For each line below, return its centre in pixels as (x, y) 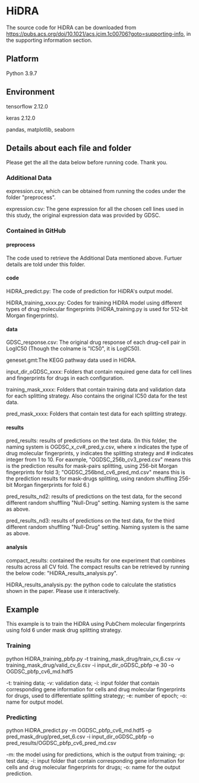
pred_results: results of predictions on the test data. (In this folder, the (91, 441)
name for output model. (35, 702)
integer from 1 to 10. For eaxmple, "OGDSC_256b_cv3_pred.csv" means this (99, 459)
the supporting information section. (49, 40)
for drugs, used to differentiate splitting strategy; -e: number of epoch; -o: (97, 695)
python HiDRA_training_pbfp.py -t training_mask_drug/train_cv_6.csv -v (93, 658)
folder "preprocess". (31, 197)
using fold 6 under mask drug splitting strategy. (64, 630)
